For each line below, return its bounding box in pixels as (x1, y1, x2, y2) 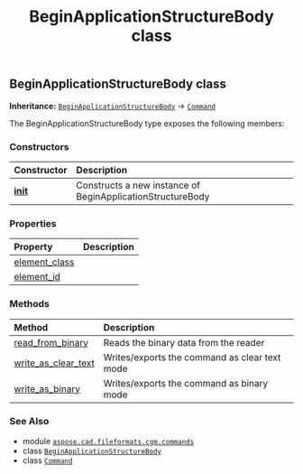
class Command (22, 454, 73, 466)
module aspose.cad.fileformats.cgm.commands (22, 435, 195, 446)
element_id (14, 271, 61, 283)
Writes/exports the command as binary (103, 376, 269, 389)
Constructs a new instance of (76, 179, 201, 191)
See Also (9, 415, 50, 428)
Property (14, 241, 53, 254)
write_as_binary (14, 382, 81, 395)
